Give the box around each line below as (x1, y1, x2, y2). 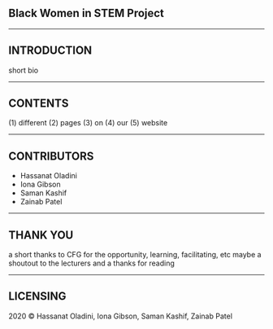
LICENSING (8, 289, 67, 304)
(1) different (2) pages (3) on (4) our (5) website (8, 118, 168, 128)
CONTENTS (8, 97, 69, 111)
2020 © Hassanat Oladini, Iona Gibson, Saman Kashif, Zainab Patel (8, 311, 233, 321)
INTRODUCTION (8, 44, 93, 58)
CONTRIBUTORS (8, 149, 94, 163)
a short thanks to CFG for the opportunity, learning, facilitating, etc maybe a (8, 250, 262, 260)
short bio (8, 65, 39, 75)
